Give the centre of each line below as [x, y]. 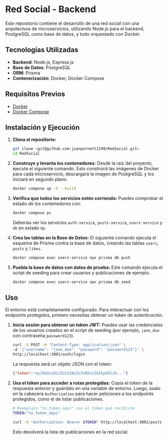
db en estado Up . [29, 228]
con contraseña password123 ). [43, 336]
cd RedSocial [26, 154]
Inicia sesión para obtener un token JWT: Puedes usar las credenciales [88, 325]
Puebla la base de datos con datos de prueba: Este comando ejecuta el [88, 267]
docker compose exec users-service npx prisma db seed [71, 282]
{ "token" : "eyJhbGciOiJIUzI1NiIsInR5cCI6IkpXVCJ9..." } [70, 373]
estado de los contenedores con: [47, 204]
